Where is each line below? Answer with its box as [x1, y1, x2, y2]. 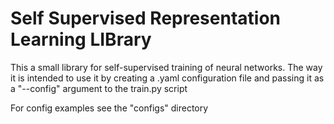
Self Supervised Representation [10, 7, 281, 30]
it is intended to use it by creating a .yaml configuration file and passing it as [10, 72, 325, 84]
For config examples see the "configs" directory [10, 102, 209, 114]
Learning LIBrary [10, 28, 152, 51]
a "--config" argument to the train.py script [10, 82, 188, 94]
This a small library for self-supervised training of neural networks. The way [10, 61, 323, 73]
